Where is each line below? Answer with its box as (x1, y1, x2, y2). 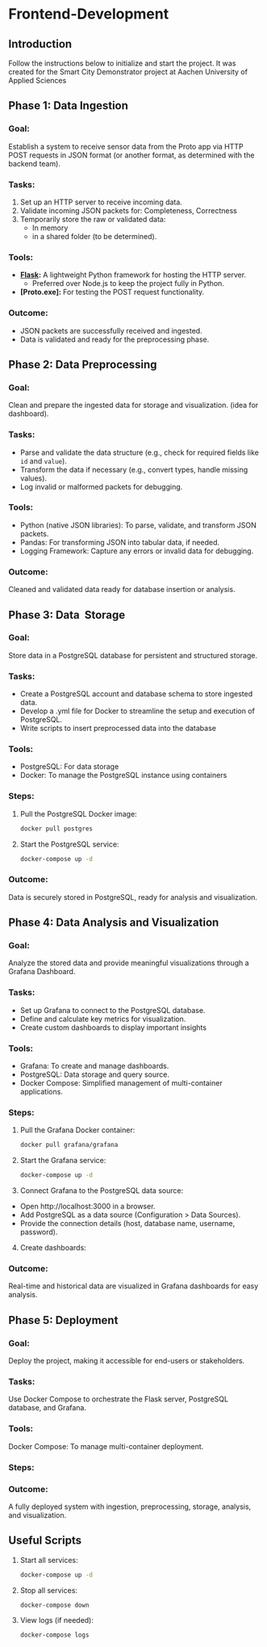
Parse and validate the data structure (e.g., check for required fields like (19, 447, 260, 457)
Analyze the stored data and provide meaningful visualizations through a (8, 958, 249, 968)
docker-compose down (19, 1601, 90, 1609)
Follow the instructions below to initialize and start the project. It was (8, 58, 236, 68)
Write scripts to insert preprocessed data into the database (19, 724, 216, 733)
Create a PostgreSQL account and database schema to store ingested (19, 689, 252, 699)
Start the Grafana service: (19, 1156, 106, 1166)
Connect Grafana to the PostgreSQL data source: (19, 1186, 184, 1195)
